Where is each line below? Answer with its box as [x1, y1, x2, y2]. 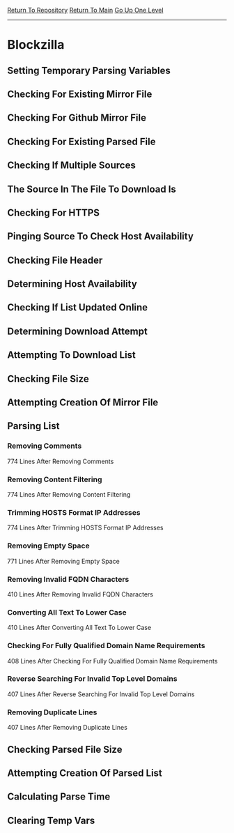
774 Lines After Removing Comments [7, 457, 114, 465]
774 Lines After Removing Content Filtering [7, 490, 131, 499]
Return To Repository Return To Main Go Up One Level [7, 6, 164, 14]
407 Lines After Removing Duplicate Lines [7, 723, 127, 732]
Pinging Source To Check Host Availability [7, 230, 194, 243]
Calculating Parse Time [7, 791, 111, 803]
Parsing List [7, 420, 60, 432]
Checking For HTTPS [7, 207, 100, 218]
